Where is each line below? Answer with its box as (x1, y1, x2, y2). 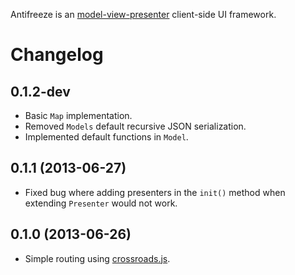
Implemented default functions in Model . (24, 131, 189, 143)
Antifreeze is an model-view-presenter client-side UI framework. (10, 9, 277, 20)
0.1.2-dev (10, 83, 71, 100)
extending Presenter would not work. (24, 197, 178, 209)
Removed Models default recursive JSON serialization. (24, 120, 247, 132)
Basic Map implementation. (24, 110, 133, 121)
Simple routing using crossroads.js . (24, 252, 171, 264)
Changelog (10, 44, 104, 66)
